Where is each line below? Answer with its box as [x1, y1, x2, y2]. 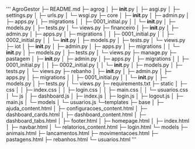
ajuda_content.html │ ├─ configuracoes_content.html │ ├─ [6, 105, 148, 112]
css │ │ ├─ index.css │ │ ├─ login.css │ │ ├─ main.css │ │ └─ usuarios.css [6, 86, 189, 93]
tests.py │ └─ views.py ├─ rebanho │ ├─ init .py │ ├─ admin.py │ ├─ [6, 68, 172, 74]
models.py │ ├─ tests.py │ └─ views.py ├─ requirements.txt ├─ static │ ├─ [6, 80, 187, 87]
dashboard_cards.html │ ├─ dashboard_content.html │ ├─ [6, 111, 147, 118]
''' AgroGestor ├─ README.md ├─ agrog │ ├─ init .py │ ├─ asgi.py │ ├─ [6, 6, 180, 12]
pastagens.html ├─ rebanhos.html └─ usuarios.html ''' [6, 136, 137, 143]
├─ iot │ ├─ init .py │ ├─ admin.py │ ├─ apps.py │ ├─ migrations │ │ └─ [6, 43, 180, 50]
